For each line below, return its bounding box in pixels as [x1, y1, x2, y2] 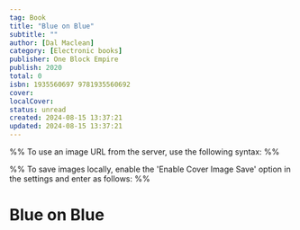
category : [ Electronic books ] [9, 47, 123, 56]
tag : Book [9, 13, 47, 22]
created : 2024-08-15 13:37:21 [9, 113, 123, 122]
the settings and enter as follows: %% [9, 173, 150, 184]
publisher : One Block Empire [9, 55, 119, 64]
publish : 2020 [9, 64, 63, 73]
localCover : [9, 96, 54, 106]
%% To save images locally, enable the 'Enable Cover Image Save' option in [9, 164, 291, 174]
